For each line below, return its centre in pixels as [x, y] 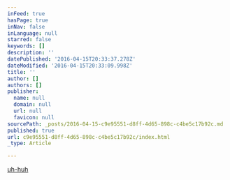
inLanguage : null [33, 33]
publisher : [23, 91]
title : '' [22, 72]
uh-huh [18, 170]
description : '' [31, 53]
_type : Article [29, 144]
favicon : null [34, 117]
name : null [29, 98]
